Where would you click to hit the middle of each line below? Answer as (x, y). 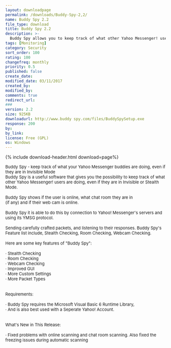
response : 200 (20, 124)
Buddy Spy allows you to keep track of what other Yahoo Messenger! (84, 39)
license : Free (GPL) (27, 138)
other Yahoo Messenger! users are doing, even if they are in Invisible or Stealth (82, 182)
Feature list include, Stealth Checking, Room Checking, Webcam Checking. (78, 233)
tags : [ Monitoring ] (26, 43)
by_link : (15, 133)
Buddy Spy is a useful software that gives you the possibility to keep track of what (85, 177)
